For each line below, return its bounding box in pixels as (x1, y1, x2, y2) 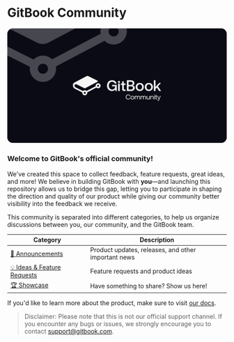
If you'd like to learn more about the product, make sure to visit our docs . (7, 299, 217, 307)
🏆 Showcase (10, 281, 49, 289)
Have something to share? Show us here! (90, 282, 208, 290)
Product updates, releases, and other (90, 246, 196, 254)
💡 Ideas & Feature (10, 263, 61, 271)
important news (90, 253, 135, 262)
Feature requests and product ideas (90, 267, 193, 275)
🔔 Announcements (10, 249, 63, 258)
